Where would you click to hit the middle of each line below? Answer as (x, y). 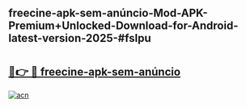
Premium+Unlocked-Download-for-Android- (123, 26)
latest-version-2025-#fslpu (80, 38)
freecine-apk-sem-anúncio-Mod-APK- (108, 13)
